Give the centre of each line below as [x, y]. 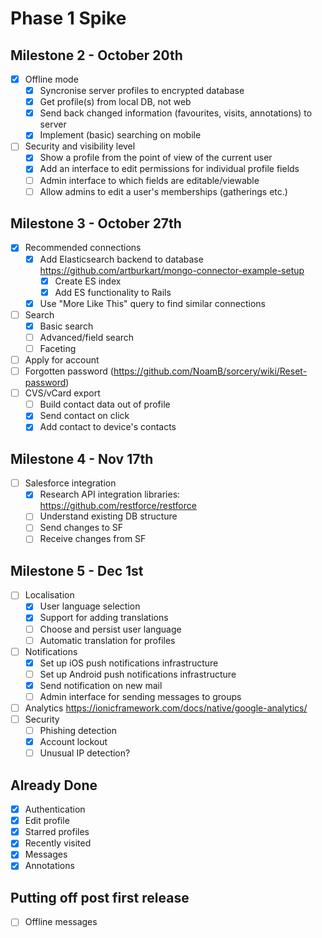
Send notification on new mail [101, 685]
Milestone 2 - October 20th [96, 55]
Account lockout [73, 742]
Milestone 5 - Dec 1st [77, 570]
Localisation [49, 595]
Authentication [55, 809]
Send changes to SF [81, 528]
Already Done [54, 785]
